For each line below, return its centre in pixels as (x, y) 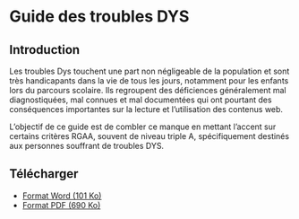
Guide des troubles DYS (99, 17)
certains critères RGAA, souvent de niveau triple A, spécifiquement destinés (149, 136)
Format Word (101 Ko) (62, 196)
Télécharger (44, 174)
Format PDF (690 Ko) (61, 205)
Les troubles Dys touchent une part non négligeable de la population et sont (149, 71)
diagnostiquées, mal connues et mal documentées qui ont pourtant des (141, 100)
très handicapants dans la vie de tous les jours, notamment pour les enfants (149, 81)
